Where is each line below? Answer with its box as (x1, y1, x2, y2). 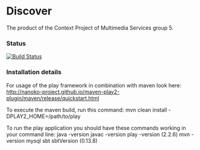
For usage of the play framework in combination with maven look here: (6, 81, 182, 89)
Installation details (6, 68, 62, 77)
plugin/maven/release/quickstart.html (6, 95, 99, 102)
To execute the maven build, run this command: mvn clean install (6, 106, 167, 113)
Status (6, 39, 26, 48)
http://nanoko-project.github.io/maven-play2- (6, 88, 120, 95)
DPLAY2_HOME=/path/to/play (6, 113, 81, 120)
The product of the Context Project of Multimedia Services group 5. (6, 24, 173, 31)
